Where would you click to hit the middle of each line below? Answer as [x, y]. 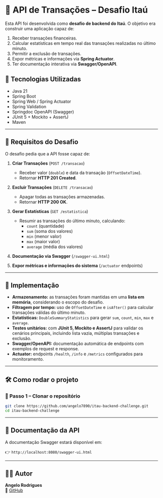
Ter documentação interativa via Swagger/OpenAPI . [65, 64]
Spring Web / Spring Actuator [41, 101]
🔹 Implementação [32, 285]
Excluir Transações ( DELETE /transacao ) [52, 187]
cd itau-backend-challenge [32, 411]
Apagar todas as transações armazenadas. [62, 196]
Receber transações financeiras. [45, 38]
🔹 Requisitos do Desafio [42, 142]
